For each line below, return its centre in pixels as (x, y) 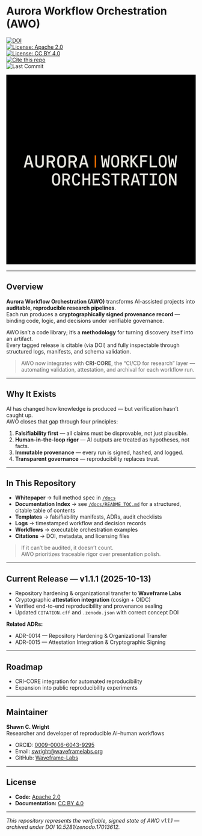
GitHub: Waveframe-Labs (46, 758)
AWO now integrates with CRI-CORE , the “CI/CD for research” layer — (108, 363)
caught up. (20, 415)
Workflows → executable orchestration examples (76, 530)
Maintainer (27, 712)
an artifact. (20, 338)
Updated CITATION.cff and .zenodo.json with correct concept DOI (97, 613)
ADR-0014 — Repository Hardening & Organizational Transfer (91, 636)
